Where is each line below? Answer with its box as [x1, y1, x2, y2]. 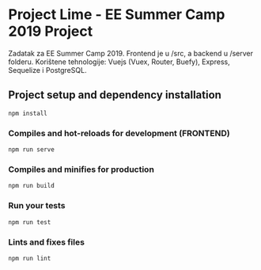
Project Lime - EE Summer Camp [8, 6, 225, 24]
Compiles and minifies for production [8, 164, 154, 175]
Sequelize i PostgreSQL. [8, 65, 87, 74]
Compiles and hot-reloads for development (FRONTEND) [8, 127, 231, 139]
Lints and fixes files [8, 236, 85, 247]
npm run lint [8, 254, 51, 262]
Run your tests [8, 200, 66, 211]
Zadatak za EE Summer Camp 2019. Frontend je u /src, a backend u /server [8, 48, 254, 58]
